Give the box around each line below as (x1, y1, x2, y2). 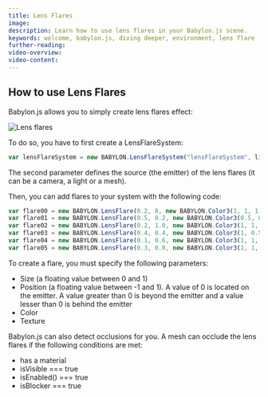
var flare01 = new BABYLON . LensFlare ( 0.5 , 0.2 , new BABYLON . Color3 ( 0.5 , (8, 214, 255, 222)
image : (8, 19, 30, 27)
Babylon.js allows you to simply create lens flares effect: (8, 107, 193, 116)
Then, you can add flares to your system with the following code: (8, 191, 222, 201)
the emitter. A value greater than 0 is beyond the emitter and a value (19, 290, 244, 300)
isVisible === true (19, 364, 78, 373)
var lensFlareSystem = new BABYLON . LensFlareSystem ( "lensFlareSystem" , (8, 153, 251, 161)
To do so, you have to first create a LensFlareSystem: (8, 137, 183, 147)
